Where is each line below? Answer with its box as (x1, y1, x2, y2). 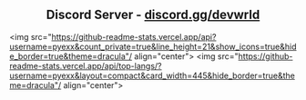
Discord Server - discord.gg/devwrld (46, 7, 260, 23)
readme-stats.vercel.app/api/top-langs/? (9, 60, 162, 71)
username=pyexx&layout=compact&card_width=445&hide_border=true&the (9, 70, 296, 81)
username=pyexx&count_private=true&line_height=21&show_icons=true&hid (9, 41, 298, 52)
